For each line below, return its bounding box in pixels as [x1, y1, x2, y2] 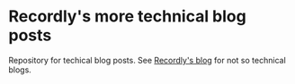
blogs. [8, 64, 32, 75]
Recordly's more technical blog [8, 6, 246, 27]
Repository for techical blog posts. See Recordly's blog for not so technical [8, 55, 287, 65]
